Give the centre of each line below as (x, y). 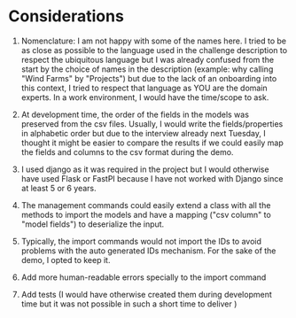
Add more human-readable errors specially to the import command (144, 277)
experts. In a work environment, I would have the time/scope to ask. (145, 97)
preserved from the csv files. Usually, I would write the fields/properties (152, 124)
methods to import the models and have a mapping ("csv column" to (146, 214)
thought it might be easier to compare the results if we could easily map (152, 143)
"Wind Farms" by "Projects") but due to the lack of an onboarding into (149, 78)
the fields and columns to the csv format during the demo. (127, 151)
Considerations (66, 16)
